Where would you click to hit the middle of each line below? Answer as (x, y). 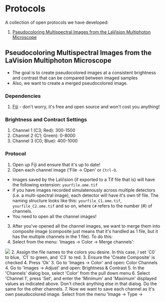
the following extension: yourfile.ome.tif (55, 184)
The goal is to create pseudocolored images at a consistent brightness (84, 72)
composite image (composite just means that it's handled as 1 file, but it (85, 231)
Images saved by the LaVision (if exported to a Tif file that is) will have (83, 180)
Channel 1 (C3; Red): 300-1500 (44, 130)
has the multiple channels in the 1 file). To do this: (62, 237)
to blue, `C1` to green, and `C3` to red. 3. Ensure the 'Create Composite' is (80, 257)
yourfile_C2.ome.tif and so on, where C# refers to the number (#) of (82, 206)
